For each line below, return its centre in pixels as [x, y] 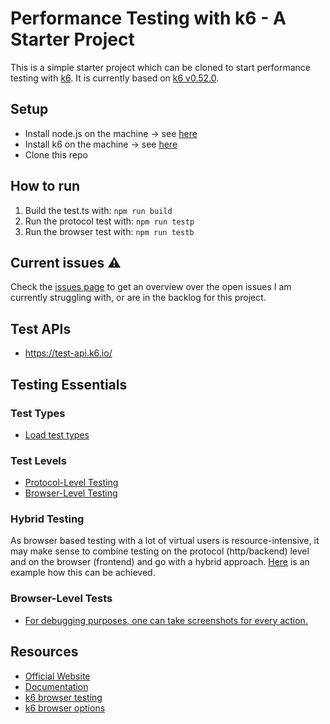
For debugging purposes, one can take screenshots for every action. [166, 620]
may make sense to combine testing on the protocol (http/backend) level [160, 551]
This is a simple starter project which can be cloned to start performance [160, 67]
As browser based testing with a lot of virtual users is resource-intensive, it [165, 541]
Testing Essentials [69, 384]
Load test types [57, 434]
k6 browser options [65, 708]
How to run [45, 186]
